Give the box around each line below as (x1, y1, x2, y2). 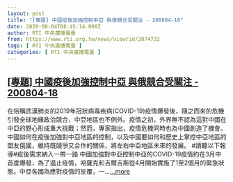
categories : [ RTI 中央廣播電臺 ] (7, 49, 101, 56)
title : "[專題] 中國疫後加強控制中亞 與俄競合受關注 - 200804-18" (7, 17, 184, 24)
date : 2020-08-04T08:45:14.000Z (7, 23, 101, 30)
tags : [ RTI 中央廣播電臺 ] (7, 42, 82, 49)
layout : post (7, 10, 45, 17)
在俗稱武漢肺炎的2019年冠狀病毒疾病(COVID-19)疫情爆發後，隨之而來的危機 (7, 107, 225, 115)
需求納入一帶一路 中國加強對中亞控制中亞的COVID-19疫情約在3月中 (29, 149, 222, 158)
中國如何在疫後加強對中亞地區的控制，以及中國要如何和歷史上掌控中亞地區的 (7, 132, 227, 140)
